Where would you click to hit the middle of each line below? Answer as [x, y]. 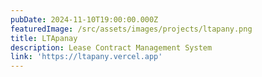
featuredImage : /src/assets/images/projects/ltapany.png [131, 29]
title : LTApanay [44, 38]
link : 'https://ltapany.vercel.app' [86, 57]
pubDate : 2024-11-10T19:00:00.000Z [84, 19]
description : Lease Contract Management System [111, 47]
